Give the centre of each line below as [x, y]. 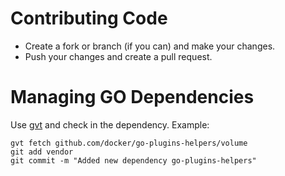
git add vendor [42, 152]
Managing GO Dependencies [132, 97]
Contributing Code [89, 18]
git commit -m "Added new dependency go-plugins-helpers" [133, 160]
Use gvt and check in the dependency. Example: [110, 124]
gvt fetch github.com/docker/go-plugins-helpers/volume [129, 143]
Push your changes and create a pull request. [118, 56]
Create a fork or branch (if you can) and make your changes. [150, 46]
